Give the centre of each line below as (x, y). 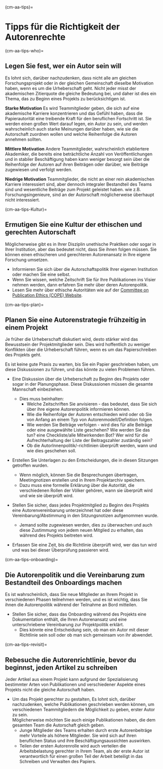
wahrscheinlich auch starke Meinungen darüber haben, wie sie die (72, 129)
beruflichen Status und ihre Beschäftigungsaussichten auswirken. (85, 741)
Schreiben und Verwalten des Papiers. (58, 761)
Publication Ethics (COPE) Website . (47, 295)
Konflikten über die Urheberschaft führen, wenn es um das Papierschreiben (81, 350)
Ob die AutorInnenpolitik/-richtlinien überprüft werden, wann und (92, 446)
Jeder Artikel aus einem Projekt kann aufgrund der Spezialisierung (72, 679)
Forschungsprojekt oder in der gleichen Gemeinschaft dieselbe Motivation (79, 83)
